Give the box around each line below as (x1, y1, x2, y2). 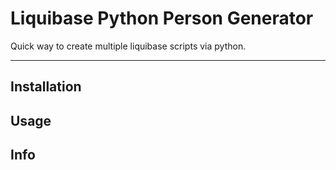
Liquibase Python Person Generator (10, 7, 314, 30)
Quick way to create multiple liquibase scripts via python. (10, 40, 247, 52)
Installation (10, 78, 82, 96)
